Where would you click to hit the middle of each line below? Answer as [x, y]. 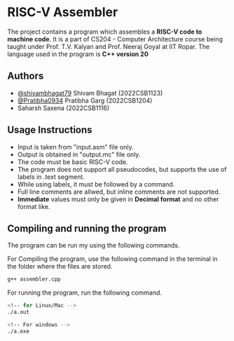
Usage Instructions [50, 130]
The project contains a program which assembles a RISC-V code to [105, 32]
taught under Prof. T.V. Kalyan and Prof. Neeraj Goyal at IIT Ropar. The [109, 46]
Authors [26, 76]
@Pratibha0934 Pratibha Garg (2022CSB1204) [85, 100]
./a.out [19, 312]
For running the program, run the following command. [85, 293]
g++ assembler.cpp [34, 279]
